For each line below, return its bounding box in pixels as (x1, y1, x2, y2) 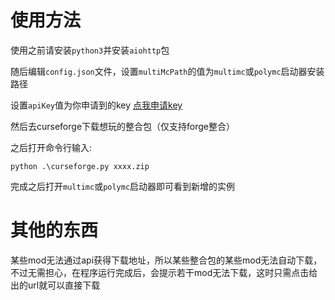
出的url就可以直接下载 (10, 279, 101, 291)
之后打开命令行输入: (10, 141, 93, 153)
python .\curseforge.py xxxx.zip (10, 161, 150, 171)
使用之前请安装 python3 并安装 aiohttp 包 (10, 44, 170, 56)
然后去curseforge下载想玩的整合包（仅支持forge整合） (10, 120, 236, 132)
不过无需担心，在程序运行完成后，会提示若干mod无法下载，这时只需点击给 (10, 266, 318, 278)
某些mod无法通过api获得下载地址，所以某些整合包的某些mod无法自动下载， (10, 254, 323, 266)
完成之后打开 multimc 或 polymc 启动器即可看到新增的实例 (10, 180, 236, 192)
